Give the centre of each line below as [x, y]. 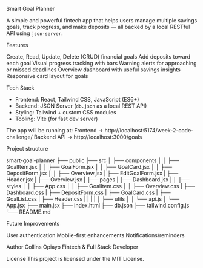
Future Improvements [33, 224]
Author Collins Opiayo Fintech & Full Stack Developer [72, 247]
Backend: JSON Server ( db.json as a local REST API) [81, 106]
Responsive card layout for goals [47, 76]
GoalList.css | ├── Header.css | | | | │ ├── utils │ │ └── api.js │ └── [93, 199]
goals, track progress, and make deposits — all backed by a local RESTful [98, 27]
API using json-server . [35, 33]
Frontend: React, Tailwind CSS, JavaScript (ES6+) [77, 100]
